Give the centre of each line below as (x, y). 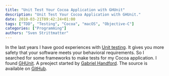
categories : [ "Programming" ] (36, 28)
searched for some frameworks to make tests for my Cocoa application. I (81, 58)
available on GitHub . (26, 68)
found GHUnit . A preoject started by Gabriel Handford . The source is (76, 63)
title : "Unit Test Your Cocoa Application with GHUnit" (65, 10)
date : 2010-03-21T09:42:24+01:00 (40, 19)
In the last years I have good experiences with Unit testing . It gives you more (85, 47)
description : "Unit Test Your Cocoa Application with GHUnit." (73, 14)
